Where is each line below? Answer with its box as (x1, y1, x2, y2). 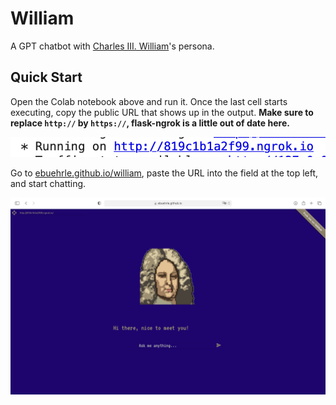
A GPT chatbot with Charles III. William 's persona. (10, 40, 215, 52)
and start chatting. (10, 178, 87, 190)
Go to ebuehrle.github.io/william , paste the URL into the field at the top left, (10, 167, 319, 179)
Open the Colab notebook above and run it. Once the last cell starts (10, 95, 288, 107)
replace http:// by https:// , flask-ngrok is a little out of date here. (10, 117, 290, 129)
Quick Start (10, 69, 83, 86)
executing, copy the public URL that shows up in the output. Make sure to (10, 106, 314, 118)
